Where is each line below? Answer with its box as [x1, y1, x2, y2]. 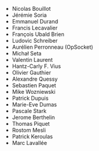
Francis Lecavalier [11, 24, 58, 31]
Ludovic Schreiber [11, 37, 58, 44]
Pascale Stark [11, 108, 47, 114]
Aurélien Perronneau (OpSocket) [11, 43, 94, 51]
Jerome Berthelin [11, 114, 56, 121]
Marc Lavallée [11, 140, 47, 146]
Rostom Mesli [11, 126, 46, 134]
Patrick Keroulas [11, 133, 53, 140]
